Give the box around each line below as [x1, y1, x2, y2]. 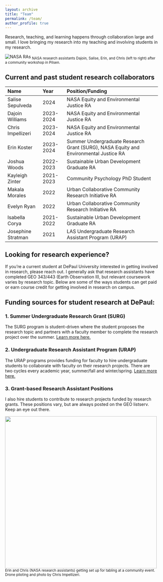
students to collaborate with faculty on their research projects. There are [5, 363, 150, 368]
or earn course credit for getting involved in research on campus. [5, 284, 135, 290]
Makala [7, 186, 24, 193]
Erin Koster [7, 144, 33, 151]
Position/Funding [66, 88, 108, 94]
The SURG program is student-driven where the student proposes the [5, 324, 145, 330]
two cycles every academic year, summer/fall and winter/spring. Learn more [5, 368, 157, 374]
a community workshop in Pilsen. [5, 60, 61, 65]
